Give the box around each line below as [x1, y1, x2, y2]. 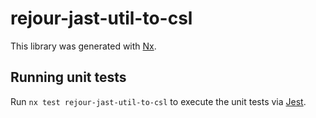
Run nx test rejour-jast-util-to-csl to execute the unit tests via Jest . [10, 95, 307, 107]
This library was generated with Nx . [10, 40, 157, 52]
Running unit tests [10, 69, 127, 86]
